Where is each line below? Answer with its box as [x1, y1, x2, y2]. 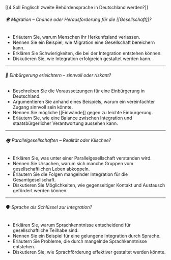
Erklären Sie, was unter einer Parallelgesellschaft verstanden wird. [12, 155, 152, 161]
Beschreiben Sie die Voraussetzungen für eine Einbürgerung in [12, 88, 145, 94]
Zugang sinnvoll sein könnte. [12, 104, 73, 110]
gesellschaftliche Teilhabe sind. [12, 227, 79, 233]
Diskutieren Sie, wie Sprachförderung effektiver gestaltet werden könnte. [12, 249, 166, 255]
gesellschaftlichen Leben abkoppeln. [12, 166, 90, 172]
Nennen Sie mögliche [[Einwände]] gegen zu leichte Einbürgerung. [12, 110, 153, 116]
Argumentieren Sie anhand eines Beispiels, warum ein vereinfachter [12, 99, 155, 105]
